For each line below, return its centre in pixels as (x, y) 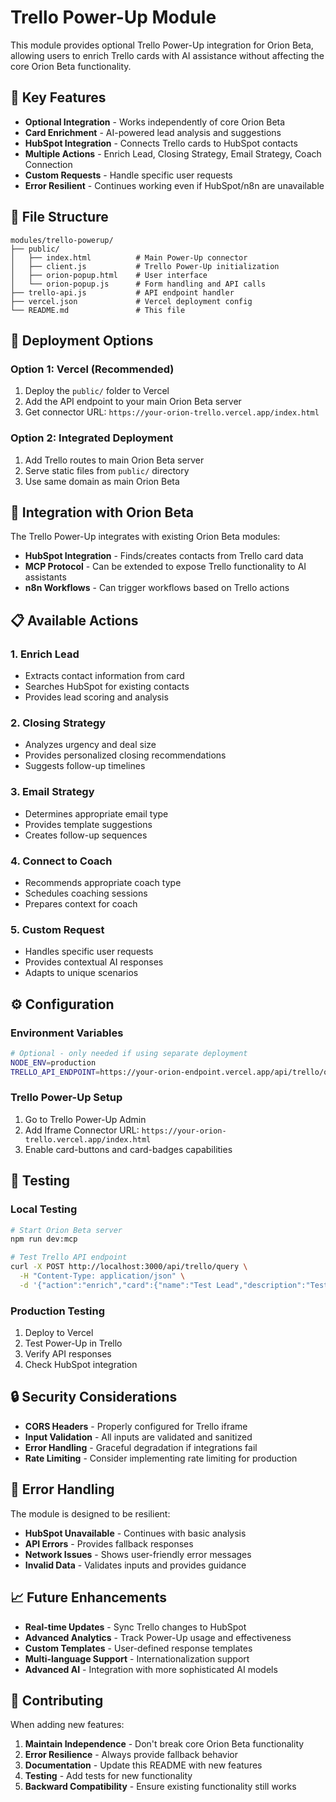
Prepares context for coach (81, 903)
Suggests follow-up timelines (85, 766)
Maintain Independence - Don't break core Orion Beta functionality (164, 1744)
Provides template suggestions (88, 824)
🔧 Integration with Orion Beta (102, 512)
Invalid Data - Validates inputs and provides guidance (135, 1565)
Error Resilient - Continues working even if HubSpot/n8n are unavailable (174, 185)
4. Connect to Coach (61, 861)
